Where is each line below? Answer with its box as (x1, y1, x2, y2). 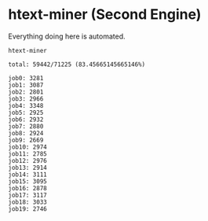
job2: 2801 (8, 88, 44, 96)
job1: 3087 (8, 81, 44, 89)
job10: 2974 (8, 143, 47, 151)
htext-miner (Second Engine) (8, 6, 202, 24)
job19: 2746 (8, 204, 47, 213)
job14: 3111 (8, 171, 47, 179)
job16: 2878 (8, 184, 47, 192)
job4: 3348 (8, 101, 44, 109)
